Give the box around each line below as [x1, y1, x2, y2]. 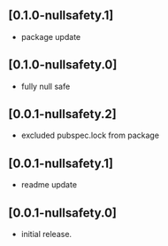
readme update [20, 179, 77, 190]
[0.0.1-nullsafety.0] [8, 205, 117, 220]
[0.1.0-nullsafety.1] [8, 8, 114, 23]
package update [20, 31, 81, 42]
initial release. [20, 229, 73, 240]
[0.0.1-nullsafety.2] [8, 107, 117, 122]
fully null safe [20, 81, 71, 91]
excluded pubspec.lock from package [20, 130, 160, 141]
